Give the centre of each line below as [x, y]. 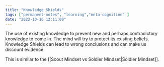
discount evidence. [25, 50]
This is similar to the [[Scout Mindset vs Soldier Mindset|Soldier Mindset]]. [82, 59]
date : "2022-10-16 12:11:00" [36, 19]
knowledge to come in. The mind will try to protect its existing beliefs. [77, 39]
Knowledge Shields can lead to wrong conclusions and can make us [76, 44]
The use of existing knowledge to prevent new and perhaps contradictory [81, 34]
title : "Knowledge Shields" [35, 10]
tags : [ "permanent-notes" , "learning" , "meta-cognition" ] [67, 15]
